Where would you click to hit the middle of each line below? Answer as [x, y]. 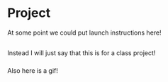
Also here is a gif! [33, 71]
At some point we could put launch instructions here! [84, 33]
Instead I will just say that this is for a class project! [82, 53]
